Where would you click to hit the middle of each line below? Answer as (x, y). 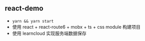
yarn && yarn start (33, 21)
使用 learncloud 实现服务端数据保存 (49, 33)
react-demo (24, 8)
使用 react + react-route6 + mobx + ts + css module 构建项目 (76, 27)
